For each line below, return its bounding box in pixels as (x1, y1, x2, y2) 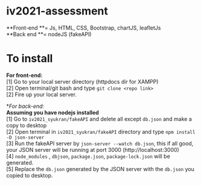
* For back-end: (6, 102, 44, 110)
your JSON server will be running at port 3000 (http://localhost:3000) (6, 146, 179, 153)
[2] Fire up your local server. (6, 90, 77, 98)
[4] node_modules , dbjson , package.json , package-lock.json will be (6, 152, 170, 160)
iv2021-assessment (6, 4, 109, 18)
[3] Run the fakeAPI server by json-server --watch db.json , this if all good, (6, 140, 194, 147)
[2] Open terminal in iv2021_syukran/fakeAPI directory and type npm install (6, 128, 196, 135)
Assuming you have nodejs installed (6, 108, 100, 116)
